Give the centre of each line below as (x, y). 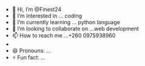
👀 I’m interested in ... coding (47, 16)
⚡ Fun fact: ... (29, 57)
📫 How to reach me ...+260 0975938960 (64, 35)
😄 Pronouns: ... (32, 51)
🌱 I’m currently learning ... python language (66, 22)
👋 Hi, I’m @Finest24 (37, 9)
